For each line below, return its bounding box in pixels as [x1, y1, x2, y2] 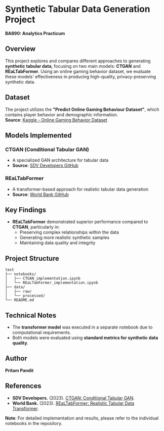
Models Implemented [5, 131, 72, 140]
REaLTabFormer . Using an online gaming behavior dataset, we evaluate [5, 68, 151, 74]
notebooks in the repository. [5, 420, 63, 426]
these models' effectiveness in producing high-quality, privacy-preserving [5, 73, 157, 80]
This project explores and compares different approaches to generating [5, 58, 151, 64]
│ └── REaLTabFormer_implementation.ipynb [5, 281, 98, 286]
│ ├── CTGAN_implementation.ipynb [5, 276, 81, 281]
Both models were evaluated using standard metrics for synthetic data [12, 335, 159, 340]
